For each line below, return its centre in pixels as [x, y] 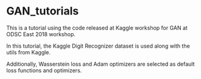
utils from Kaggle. [28, 52]
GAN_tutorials [43, 11]
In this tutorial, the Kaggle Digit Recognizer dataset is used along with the [98, 46]
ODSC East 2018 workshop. [41, 34]
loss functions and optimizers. [44, 70]
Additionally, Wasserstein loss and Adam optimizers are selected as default [100, 64]
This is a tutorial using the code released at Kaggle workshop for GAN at [97, 28]
